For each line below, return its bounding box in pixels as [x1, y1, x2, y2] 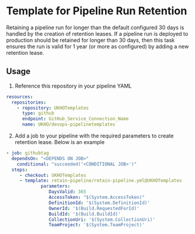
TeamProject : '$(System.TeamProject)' [48, 222, 145, 228]
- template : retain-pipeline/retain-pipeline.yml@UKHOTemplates [19, 177, 183, 184]
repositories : [11, 99, 46, 105]
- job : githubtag [6, 150, 49, 156]
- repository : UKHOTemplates [17, 105, 89, 111]
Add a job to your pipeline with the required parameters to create [14, 132, 174, 139]
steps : [11, 167, 28, 173]
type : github [21, 110, 55, 117]
